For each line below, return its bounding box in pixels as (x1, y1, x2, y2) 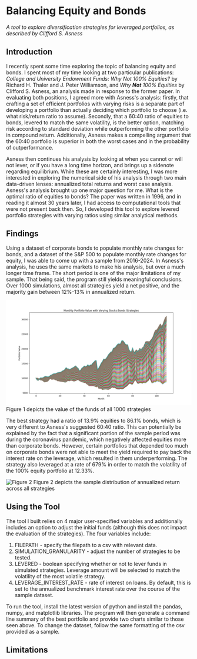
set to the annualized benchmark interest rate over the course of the (14, 585, 181, 592)
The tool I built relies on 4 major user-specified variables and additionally (6, 517, 183, 525)
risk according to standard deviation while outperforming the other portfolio (6, 125, 189, 132)
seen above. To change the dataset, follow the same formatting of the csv (6, 621, 185, 628)
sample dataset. (14, 591, 54, 598)
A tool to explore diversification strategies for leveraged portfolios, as (6, 24, 175, 31)
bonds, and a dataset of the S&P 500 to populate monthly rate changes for (6, 250, 186, 257)
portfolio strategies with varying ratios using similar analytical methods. (6, 211, 179, 218)
